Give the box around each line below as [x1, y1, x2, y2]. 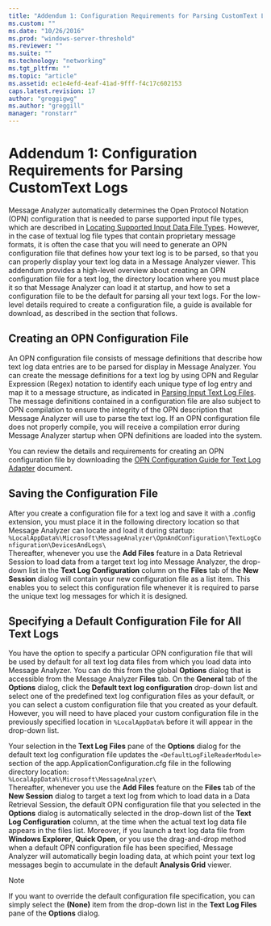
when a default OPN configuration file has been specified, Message [8, 843, 234, 852]
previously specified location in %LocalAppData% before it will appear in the [8, 717, 253, 727]
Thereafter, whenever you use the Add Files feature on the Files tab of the [8, 783, 256, 793]
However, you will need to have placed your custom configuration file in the [8, 709, 260, 718]
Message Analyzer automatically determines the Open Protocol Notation [8, 205, 248, 215]
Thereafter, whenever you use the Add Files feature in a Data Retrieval [8, 548, 243, 558]
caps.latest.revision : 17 [8, 86, 95, 95]
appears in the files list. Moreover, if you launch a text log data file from [8, 826, 245, 836]
